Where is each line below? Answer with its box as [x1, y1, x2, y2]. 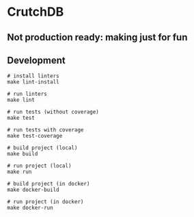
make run [7, 168, 32, 175]
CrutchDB [7, 4, 64, 20]
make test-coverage [7, 133, 63, 140]
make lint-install [7, 79, 59, 86]
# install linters [7, 73, 59, 79]
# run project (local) [7, 162, 72, 170]
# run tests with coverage [7, 127, 84, 133]
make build [7, 151, 38, 157]
